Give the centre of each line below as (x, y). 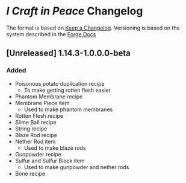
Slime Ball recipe (36, 122)
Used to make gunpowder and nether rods (76, 167)
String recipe (31, 129)
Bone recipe (30, 173)
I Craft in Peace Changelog (75, 11)
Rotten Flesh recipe (39, 115)
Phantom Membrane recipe (49, 96)
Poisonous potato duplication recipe (60, 83)
